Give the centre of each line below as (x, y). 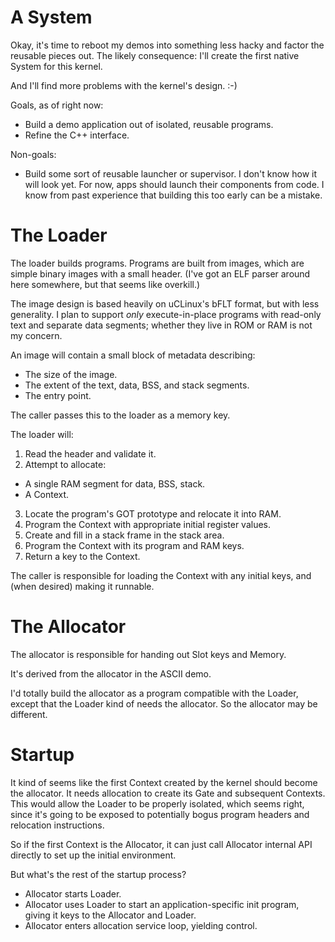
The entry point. (58, 395)
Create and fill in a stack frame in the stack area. (124, 535)
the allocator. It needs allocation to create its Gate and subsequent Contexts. (168, 793)
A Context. (47, 494)
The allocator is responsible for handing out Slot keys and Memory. (148, 654)
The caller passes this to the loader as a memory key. (120, 415)
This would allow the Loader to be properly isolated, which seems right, (157, 803)
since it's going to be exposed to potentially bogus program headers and (160, 814)
